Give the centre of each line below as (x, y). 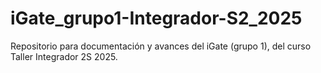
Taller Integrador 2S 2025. (64, 56)
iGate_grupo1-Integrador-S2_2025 (156, 18)
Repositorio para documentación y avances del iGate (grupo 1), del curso (161, 46)
